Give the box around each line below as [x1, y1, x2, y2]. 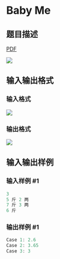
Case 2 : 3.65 [6, 243, 39, 249]
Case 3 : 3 [6, 248, 31, 254]
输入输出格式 [6, 76, 54, 86]
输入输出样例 [6, 157, 54, 168]
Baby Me [6, 4, 51, 17]
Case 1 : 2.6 [6, 237, 36, 243]
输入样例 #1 [6, 177, 39, 185]
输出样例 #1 [6, 223, 39, 231]
